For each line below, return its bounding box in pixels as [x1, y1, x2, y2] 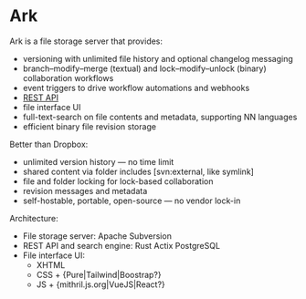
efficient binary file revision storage [22, 120, 157, 132]
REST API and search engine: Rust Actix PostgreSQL [22, 240, 221, 251]
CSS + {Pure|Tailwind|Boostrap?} [36, 269, 162, 280]
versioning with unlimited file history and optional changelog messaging [22, 53, 294, 64]
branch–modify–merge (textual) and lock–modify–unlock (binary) [22, 63, 267, 74]
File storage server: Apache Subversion [22, 230, 172, 242]
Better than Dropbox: [9, 139, 89, 149]
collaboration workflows [22, 72, 114, 83]
